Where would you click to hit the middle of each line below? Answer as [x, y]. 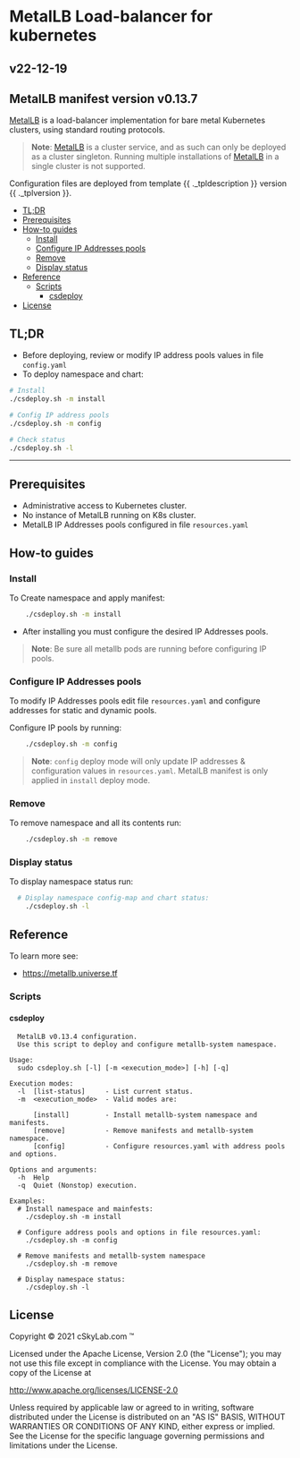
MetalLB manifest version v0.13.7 [104, 99]
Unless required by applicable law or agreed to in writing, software [132, 1407]
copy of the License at [50, 1372]
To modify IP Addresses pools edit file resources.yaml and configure [135, 701]
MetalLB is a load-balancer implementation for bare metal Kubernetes [137, 120]
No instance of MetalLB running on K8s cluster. [109, 516]
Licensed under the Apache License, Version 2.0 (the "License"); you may [146, 1353]
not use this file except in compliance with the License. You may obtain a [143, 1363]
